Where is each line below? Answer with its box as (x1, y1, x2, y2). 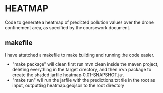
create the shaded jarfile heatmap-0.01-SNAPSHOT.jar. (12, 72, 124, 78)
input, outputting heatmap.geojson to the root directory (12, 82, 125, 88)
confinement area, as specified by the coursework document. (5, 24, 131, 30)
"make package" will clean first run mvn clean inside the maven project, (12, 61, 159, 67)
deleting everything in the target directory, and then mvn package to (12, 66, 152, 72)
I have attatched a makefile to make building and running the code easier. (5, 52, 155, 58)
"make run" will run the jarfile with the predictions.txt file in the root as (12, 77, 155, 83)
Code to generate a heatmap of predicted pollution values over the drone (5, 19, 154, 25)
